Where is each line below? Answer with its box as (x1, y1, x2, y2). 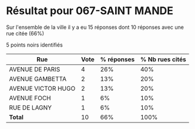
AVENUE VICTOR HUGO (9, 84, 76, 92)
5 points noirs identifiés (6, 41, 63, 48)
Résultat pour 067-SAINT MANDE (6, 4, 173, 18)
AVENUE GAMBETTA (9, 75, 66, 83)
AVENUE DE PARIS (9, 65, 60, 73)
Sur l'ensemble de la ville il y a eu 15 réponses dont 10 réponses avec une (6, 24, 184, 31)
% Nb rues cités (140, 55, 187, 63)
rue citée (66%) (6, 29, 45, 37)
